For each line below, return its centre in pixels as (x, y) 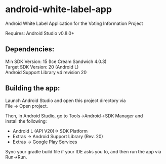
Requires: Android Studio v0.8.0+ (40, 33)
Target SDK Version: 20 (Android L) (42, 67)
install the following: (26, 121)
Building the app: (33, 88)
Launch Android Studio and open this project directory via (66, 101)
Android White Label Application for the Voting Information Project (74, 23)
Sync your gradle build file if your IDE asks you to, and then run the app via (83, 151)
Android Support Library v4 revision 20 (46, 72)
